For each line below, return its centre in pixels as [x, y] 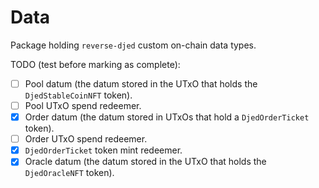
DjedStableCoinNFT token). [78, 95]
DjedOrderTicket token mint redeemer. [103, 150]
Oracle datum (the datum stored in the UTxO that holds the [145, 162]
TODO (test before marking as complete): [95, 64]
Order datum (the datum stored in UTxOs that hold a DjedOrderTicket [167, 117]
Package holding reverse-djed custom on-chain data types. [133, 45]
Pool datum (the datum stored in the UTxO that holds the [141, 83]
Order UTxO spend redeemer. [86, 139]
